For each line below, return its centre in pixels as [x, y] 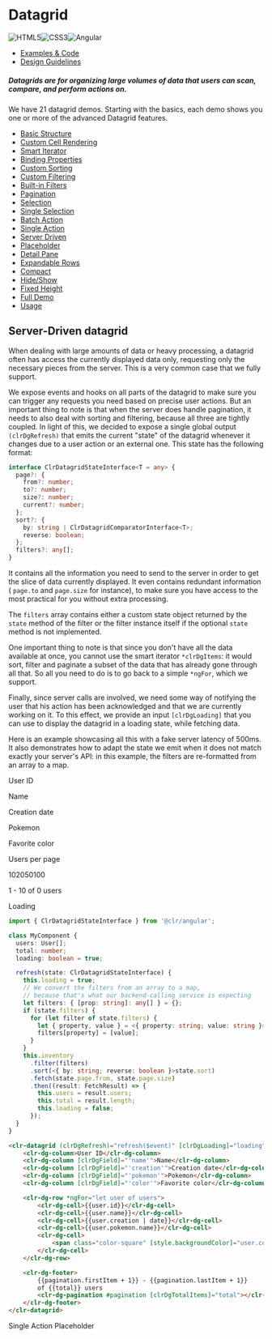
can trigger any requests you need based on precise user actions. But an [130, 401]
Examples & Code [49, 53]
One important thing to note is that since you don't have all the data [121, 648]
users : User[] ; [41, 943]
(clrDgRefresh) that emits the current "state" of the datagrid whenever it [130, 435]
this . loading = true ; [59, 981]
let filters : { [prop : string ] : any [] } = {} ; [103, 1003]
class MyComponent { [43, 936]
